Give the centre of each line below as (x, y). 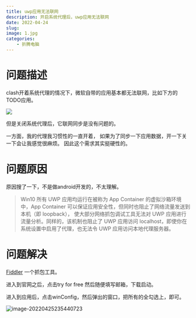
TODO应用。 (21, 100)
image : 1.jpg (22, 34)
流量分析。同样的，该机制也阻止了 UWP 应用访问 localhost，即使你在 (104, 221)
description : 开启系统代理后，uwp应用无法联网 (58, 17)
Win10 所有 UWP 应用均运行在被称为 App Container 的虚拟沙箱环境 (101, 199)
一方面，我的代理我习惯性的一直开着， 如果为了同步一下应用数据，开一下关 (97, 136)
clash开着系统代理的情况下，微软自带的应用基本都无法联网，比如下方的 (92, 92)
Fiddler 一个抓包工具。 (33, 272)
